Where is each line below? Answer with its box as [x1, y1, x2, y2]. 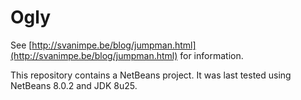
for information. [179, 49, 244, 61]
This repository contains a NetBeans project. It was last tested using [10, 69, 292, 81]
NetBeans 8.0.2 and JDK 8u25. [10, 79, 138, 91]
